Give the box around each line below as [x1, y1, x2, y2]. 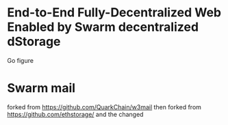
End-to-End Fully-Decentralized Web [7, 5, 222, 20]
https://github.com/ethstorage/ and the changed [7, 110, 144, 118]
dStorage [7, 34, 61, 49]
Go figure [7, 56, 34, 64]
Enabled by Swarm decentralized [7, 19, 199, 35]
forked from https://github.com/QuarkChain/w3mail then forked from [7, 102, 202, 111]
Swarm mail [7, 81, 76, 96]
